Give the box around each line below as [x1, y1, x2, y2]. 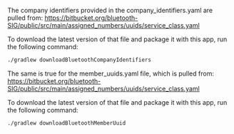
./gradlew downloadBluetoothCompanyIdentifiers [7, 56, 152, 63]
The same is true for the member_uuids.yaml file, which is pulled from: [7, 69, 214, 78]
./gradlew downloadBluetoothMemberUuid [7, 119, 126, 127]
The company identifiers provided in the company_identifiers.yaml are [7, 6, 213, 14]
